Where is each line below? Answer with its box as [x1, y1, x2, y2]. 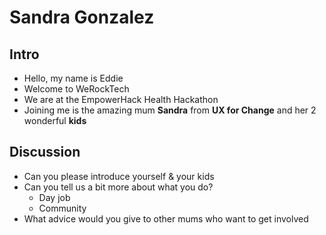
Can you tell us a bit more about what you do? [23, 181, 214, 193]
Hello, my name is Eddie [23, 72, 124, 84]
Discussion [9, 144, 81, 161]
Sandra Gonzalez [9, 6, 155, 29]
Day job [38, 191, 71, 203]
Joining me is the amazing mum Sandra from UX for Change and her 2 [23, 104, 317, 116]
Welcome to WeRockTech [23, 83, 130, 95]
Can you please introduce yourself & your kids [23, 170, 215, 182]
